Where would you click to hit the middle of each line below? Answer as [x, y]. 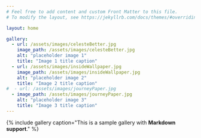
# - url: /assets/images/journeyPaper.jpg [61, 89]
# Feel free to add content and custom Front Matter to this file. [92, 12]
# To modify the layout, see [42, 17]
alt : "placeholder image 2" [52, 78]
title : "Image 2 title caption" [57, 83]
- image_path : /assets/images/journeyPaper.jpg [72, 94]
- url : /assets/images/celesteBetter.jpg [64, 45]
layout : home [22, 28]
